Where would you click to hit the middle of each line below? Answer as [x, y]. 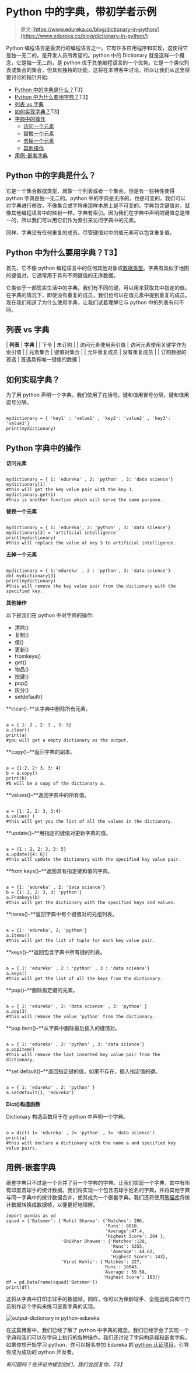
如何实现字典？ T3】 [38, 111]
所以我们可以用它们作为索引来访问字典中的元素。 [80, 220]
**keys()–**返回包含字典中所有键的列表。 [56, 952]
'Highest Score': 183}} [131, 1277]
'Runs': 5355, [127, 1246]
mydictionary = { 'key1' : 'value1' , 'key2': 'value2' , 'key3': [88, 419]
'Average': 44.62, [133, 1251]
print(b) [17, 778]
